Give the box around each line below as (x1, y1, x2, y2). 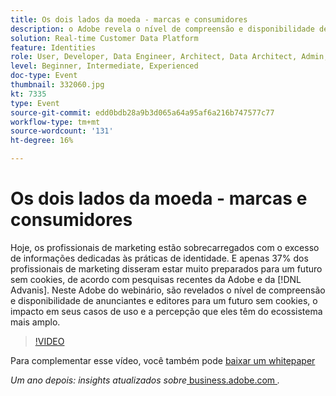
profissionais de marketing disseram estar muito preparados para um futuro (10, 262, 323, 275)
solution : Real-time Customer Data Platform (10, 33, 199, 43)
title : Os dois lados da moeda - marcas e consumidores (10, 14, 248, 25)
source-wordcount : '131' (10, 126, 114, 136)
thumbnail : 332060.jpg (10, 80, 105, 90)
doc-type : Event (10, 71, 78, 81)
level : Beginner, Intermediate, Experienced (10, 61, 199, 71)
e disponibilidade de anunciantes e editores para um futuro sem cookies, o (10, 294, 318, 306)
